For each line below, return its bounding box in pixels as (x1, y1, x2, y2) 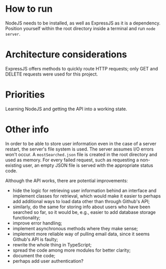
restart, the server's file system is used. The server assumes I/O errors (5, 146, 154, 152)
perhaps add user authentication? (12, 258, 84, 264)
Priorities (5, 89, 45, 101)
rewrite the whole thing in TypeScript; (12, 241, 92, 248)
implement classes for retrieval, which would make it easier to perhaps (12, 192, 161, 199)
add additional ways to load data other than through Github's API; (12, 198, 150, 204)
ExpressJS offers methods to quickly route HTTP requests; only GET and (5, 65, 158, 71)
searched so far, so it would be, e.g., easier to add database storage (12, 209, 156, 215)
